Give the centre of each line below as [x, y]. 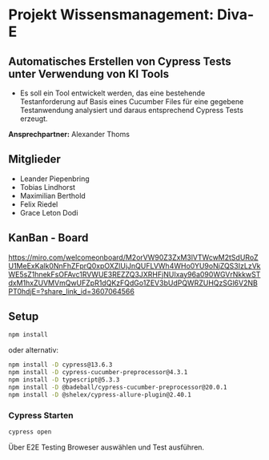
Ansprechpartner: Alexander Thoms [69, 134]
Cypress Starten [41, 415]
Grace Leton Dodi [49, 212]
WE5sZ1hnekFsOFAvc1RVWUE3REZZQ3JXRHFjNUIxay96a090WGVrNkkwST [134, 274]
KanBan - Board [48, 238]
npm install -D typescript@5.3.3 [64, 380]
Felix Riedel [39, 204]
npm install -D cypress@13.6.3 [60, 365]
